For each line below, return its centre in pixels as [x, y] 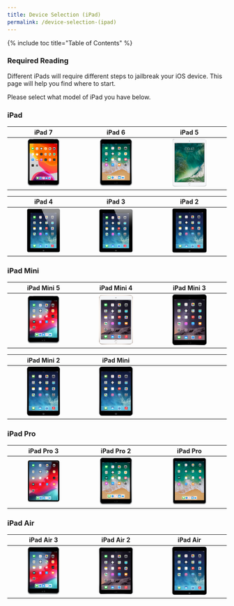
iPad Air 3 [44, 540]
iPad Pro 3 [44, 450]
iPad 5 [189, 132]
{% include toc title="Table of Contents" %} [70, 43]
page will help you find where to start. [62, 83]
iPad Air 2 [116, 540]
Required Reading [38, 61]
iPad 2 [189, 202]
